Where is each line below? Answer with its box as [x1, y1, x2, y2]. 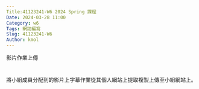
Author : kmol [6, 37, 39, 43]
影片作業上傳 [6, 54, 38, 61]
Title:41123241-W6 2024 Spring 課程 [6, 8, 96, 15]
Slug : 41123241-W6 [6, 31, 52, 37]
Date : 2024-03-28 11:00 [6, 14, 66, 20]
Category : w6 [6, 20, 39, 26]
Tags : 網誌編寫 [6, 25, 41, 32]
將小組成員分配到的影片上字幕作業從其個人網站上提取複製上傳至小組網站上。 [6, 76, 197, 84]
